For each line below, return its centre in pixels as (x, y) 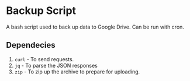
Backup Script (41, 11)
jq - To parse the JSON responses (56, 65)
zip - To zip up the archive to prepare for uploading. (77, 72)
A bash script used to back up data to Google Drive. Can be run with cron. (95, 27)
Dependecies (31, 45)
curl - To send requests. (44, 59)
